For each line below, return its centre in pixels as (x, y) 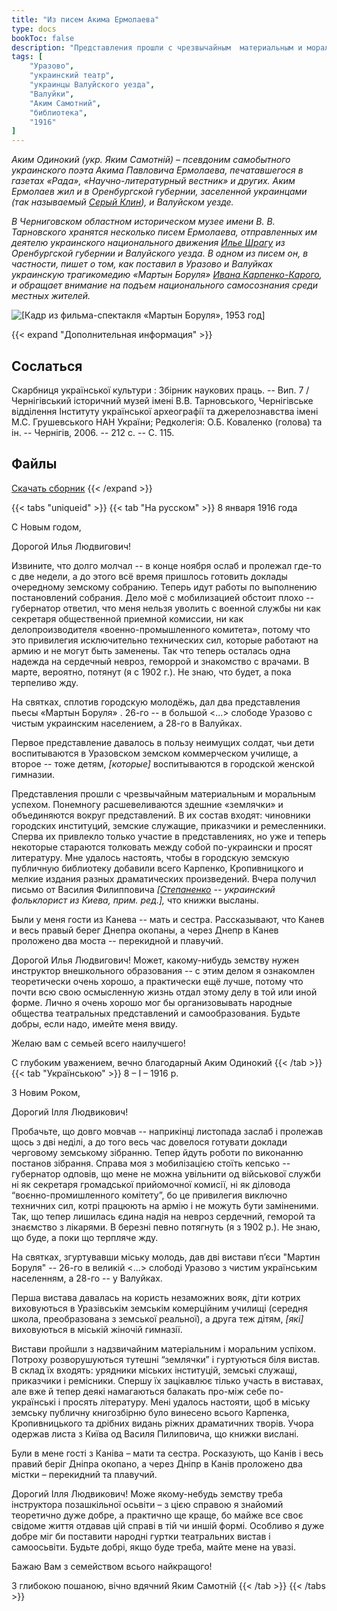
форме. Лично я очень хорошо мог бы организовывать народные (152, 1002)
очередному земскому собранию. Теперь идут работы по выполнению (164, 587)
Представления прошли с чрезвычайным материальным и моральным (163, 793)
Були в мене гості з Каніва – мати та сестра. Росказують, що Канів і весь (167, 1453)
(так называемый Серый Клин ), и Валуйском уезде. (122, 202)
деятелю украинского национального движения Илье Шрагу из (148, 243)
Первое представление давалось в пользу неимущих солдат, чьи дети (163, 742)
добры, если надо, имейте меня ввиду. (94, 1023)
